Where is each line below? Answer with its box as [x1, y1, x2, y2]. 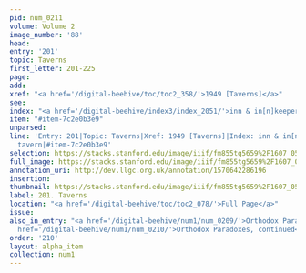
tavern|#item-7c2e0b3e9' [17, 140, 112, 149]
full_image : [9, 157, 55, 167]
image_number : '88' [9, 30, 84, 39]
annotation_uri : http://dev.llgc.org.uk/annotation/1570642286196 [9, 166, 267, 175]
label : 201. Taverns [9, 191, 88, 200]
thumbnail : [9, 183, 51, 192]
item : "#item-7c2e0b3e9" [9, 115, 104, 124]
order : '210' [9, 233, 59, 242]
